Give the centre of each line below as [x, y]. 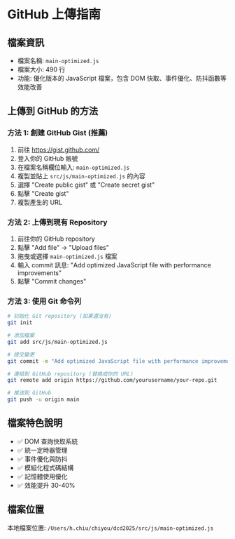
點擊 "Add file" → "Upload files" [63, 247]
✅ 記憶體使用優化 [42, 476]
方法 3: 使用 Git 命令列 [44, 301]
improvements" [39, 273]
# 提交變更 [21, 354]
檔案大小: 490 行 [41, 69]
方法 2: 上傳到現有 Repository [57, 222]
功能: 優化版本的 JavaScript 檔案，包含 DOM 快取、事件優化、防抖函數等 [122, 78]
